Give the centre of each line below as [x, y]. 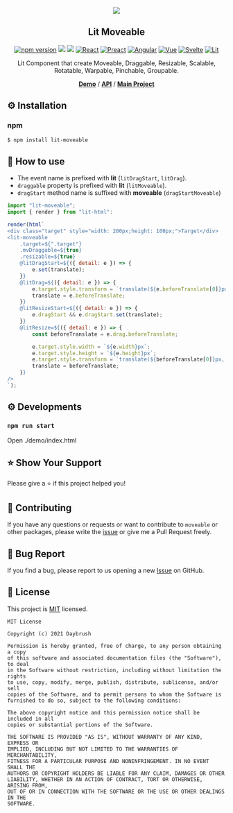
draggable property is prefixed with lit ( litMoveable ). [92, 186]
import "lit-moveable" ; [42, 206]
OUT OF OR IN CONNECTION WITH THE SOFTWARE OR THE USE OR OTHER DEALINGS [116, 791]
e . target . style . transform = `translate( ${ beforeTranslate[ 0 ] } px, [129, 360]
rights [17, 676]
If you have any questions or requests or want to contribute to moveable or [113, 524]
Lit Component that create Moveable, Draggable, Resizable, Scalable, [116, 63]
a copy [17, 652]
